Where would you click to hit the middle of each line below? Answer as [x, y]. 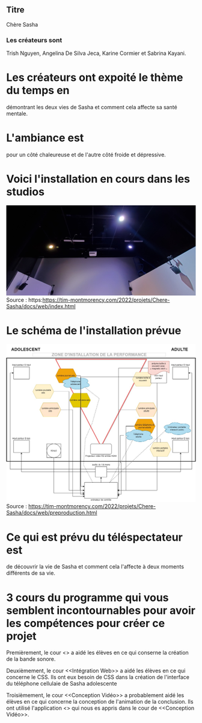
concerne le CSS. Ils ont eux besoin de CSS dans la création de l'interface [98, 677]
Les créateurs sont [34, 40]
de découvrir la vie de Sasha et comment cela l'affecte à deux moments [95, 567]
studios [26, 192]
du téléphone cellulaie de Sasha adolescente [62, 684]
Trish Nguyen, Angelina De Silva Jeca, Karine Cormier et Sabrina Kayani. [96, 53]
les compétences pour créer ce [86, 623]
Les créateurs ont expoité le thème [95, 78]
